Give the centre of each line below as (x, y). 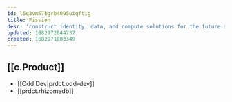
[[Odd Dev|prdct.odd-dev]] (56, 83)
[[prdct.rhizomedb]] (45, 91)
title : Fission (29, 20)
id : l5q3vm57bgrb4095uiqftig (49, 13)
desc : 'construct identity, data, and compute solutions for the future (114, 26)
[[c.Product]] (36, 67)
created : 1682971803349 (41, 39)
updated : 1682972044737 (41, 33)
